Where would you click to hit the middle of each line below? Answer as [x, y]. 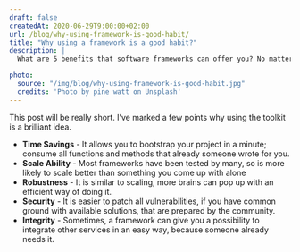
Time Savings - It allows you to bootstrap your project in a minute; [144, 144]
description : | [37, 51]
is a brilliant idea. [40, 127]
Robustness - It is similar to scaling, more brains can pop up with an [148, 182]
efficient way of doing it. [67, 191]
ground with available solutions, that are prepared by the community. [149, 210]
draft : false [33, 17]
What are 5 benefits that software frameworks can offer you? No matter [155, 59]
